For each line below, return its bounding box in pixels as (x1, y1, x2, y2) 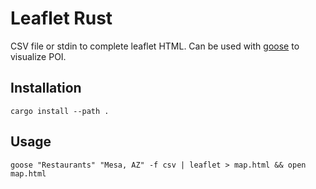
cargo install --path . (10, 106, 110, 116)
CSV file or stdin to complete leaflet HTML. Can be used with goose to (10, 40, 300, 52)
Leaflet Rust (10, 7, 113, 30)
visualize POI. (10, 50, 67, 62)
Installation (10, 80, 82, 97)
